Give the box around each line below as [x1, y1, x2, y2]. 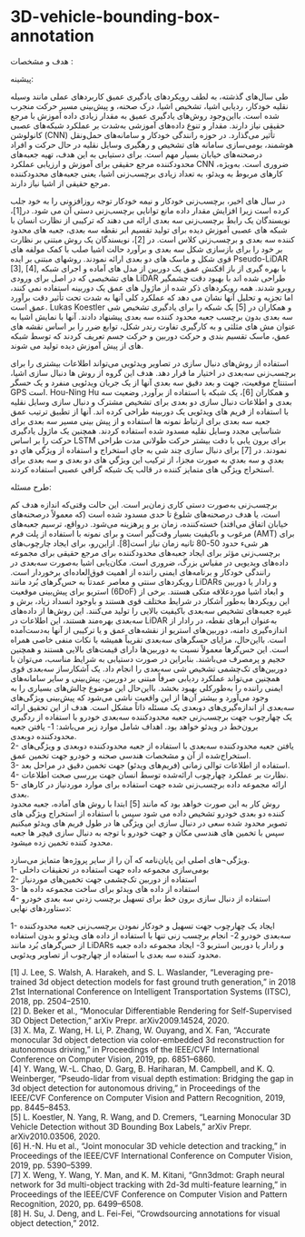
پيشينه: [10, 73, 34, 84]
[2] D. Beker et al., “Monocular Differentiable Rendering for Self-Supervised [10, 1005, 292, 1016]
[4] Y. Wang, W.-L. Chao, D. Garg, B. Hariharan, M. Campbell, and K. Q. [10, 1063, 275, 1074]
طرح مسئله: [10, 481, 53, 492]
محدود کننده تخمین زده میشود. [10, 836, 113, 847]
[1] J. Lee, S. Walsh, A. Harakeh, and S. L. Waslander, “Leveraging [10, 966, 256, 977]
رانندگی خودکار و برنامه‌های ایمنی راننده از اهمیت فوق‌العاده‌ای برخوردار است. [10, 566, 271, 578]
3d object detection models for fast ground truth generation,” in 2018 [38, 976, 296, 987]
